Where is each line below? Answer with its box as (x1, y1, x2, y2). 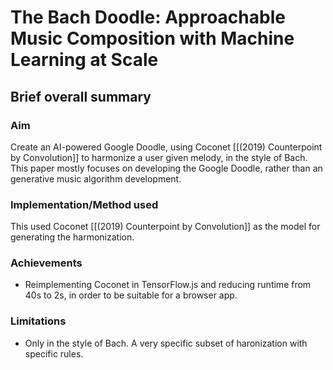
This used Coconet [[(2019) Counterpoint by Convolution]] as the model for (10, 221, 321, 233)
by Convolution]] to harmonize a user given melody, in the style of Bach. (10, 151, 308, 163)
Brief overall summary (10, 88, 152, 105)
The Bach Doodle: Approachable (10, 6, 286, 29)
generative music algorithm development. (10, 172, 182, 185)
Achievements (10, 256, 83, 270)
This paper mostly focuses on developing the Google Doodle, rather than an (10, 162, 323, 174)
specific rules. (24, 347, 84, 360)
